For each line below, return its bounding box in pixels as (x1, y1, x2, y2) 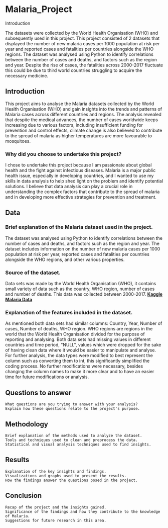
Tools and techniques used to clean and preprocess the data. (5, 437, 138, 443)
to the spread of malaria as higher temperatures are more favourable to (5, 132, 152, 139)
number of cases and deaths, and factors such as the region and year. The (5, 240, 159, 246)
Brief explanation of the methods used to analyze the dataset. (5, 433, 142, 438)
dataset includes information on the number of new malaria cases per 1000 (5, 245, 160, 252)
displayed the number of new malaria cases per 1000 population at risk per (5, 40, 160, 46)
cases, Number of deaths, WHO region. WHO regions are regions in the (5, 326, 153, 332)
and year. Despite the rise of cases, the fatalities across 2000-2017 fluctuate (5, 62, 163, 68)
